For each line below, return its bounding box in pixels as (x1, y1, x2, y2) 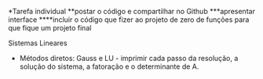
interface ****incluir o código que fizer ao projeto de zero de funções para (8, 15, 250, 24)
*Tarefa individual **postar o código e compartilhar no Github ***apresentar (8, 7, 255, 16)
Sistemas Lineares (8, 38, 68, 48)
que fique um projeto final (8, 23, 92, 32)
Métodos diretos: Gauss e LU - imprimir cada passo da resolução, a (19, 54, 239, 63)
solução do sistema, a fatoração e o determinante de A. (19, 62, 199, 71)
